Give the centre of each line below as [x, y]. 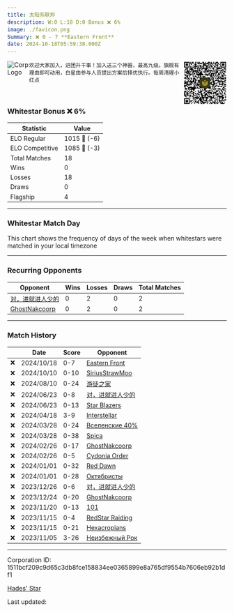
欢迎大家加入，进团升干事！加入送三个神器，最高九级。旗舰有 [104, 66]
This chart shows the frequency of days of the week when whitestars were [115, 239]
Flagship [22, 197]
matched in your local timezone [52, 246]
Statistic [34, 128]
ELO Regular [28, 139]
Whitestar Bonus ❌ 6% [47, 112]
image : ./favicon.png [39, 29]
